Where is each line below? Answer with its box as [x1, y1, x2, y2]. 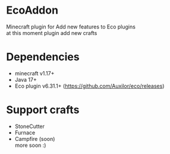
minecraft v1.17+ [14, 69, 55, 77]
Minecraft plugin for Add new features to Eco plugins [6, 23, 136, 30]
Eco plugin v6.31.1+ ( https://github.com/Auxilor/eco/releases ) [14, 82, 165, 89]
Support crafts [6, 103, 80, 117]
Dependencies [6, 50, 80, 64]
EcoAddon [6, 4, 58, 17]
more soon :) [14, 142, 46, 149]
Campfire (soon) [14, 135, 55, 142]
